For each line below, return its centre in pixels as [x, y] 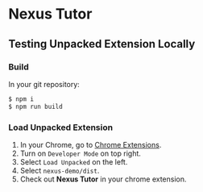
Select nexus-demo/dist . [60, 170]
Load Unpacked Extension [61, 127]
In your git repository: [44, 84]
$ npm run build [35, 106]
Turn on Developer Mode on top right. [80, 153]
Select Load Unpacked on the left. [74, 161]
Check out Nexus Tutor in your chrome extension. [103, 179]
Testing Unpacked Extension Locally [102, 44]
